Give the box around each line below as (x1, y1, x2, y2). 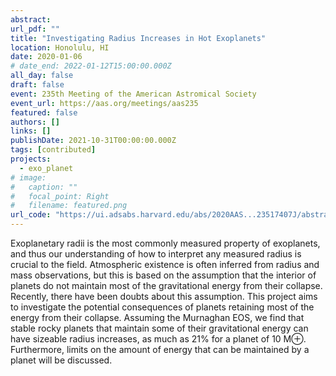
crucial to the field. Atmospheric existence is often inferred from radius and (10, 259, 320, 270)
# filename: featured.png (10, 201, 128, 211)
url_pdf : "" (10, 24, 60, 34)
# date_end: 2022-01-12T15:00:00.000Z (10, 61, 172, 71)
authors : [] (10, 117, 60, 127)
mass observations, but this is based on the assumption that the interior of (10, 269, 317, 281)
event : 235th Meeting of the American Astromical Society (10, 89, 257, 99)
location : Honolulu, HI (10, 42, 110, 53)
